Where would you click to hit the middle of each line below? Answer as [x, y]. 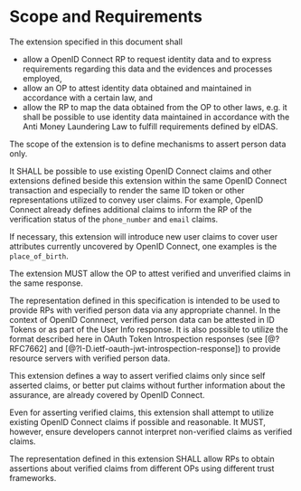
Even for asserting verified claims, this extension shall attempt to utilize [141, 412]
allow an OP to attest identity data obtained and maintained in [137, 88]
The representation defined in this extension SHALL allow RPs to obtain [142, 458]
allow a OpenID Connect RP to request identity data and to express [147, 59]
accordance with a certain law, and [88, 98]
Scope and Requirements [106, 17]
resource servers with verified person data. [90, 358]
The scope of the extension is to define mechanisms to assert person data [148, 144]
